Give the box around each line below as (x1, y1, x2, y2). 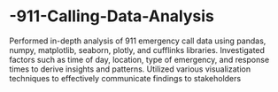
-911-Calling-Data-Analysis (9, 6, 215, 27)
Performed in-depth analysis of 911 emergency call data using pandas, (9, 35, 266, 46)
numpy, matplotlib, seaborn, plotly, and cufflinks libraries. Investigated (9, 44, 266, 55)
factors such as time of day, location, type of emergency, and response (9, 54, 270, 65)
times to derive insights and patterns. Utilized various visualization (9, 64, 251, 74)
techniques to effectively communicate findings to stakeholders (9, 73, 242, 83)
